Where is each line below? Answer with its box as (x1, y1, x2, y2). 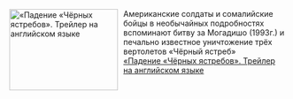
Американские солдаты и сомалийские (123, 9, 274, 19)
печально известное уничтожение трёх (123, 37, 273, 47)
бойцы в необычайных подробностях (123, 18, 265, 28)
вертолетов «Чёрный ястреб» (123, 46, 236, 57)
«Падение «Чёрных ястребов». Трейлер (123, 56, 276, 65)
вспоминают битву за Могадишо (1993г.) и (123, 27, 285, 38)
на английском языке (123, 65, 204, 75)
